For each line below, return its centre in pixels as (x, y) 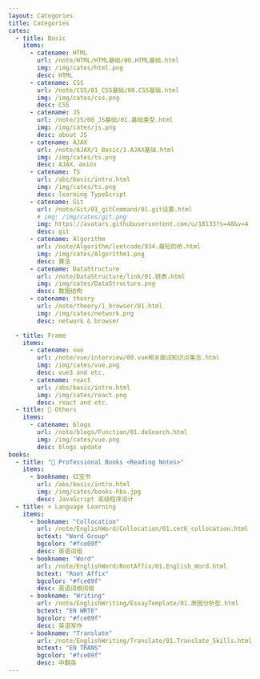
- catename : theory (62, 299)
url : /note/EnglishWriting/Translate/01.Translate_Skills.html (144, 641)
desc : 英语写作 (60, 625)
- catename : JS (55, 113)
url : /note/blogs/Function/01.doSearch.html (112, 432)
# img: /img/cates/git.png (82, 217)
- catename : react (60, 380)
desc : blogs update (70, 447)
